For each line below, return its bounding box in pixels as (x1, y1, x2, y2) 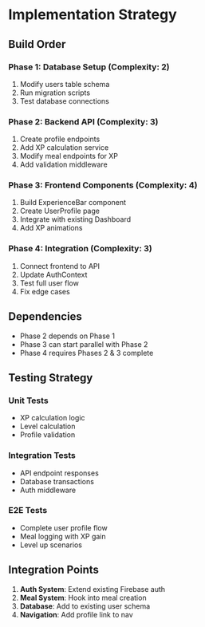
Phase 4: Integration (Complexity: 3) (8, 243, 153, 254)
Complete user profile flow (19, 522, 108, 532)
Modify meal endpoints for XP (19, 152, 118, 161)
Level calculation (19, 421, 76, 432)
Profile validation (19, 430, 76, 440)
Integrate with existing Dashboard (19, 215, 132, 224)
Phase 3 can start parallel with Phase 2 (19, 339, 148, 349)
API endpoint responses (19, 468, 100, 478)
